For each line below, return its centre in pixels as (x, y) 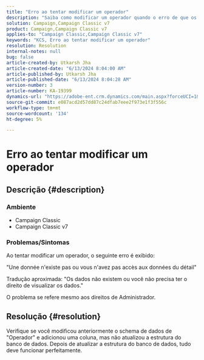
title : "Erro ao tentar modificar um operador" (68, 12)
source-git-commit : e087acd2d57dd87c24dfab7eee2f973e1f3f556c (87, 102)
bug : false (20, 57)
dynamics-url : (24, 97)
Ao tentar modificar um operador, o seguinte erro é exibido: (80, 256)
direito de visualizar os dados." (45, 285)
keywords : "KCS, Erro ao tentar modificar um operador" (78, 40)
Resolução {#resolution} (54, 316)
